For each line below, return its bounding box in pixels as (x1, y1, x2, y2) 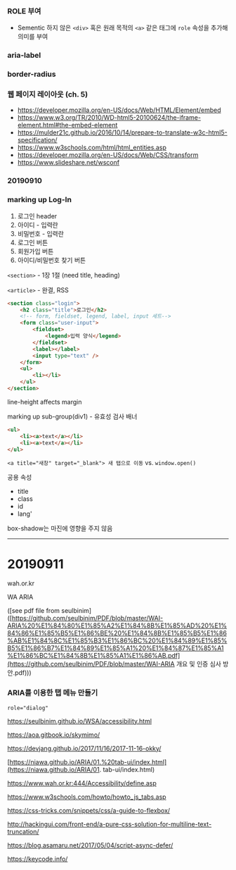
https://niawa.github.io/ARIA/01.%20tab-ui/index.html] (9, 757, 167, 766)
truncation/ (7, 827, 40, 835)
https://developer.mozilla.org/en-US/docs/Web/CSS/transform (17, 151, 199, 159)
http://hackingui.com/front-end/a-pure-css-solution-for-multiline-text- (7, 819, 212, 828)
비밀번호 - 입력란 (17, 229, 65, 237)
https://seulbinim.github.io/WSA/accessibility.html (7, 716, 152, 725)
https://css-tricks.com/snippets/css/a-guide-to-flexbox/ (7, 806, 171, 814)
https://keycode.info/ (7, 855, 68, 863)
